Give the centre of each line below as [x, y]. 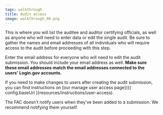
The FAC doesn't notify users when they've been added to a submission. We [82, 102]
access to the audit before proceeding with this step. [58, 48]
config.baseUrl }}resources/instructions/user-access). [60, 93]
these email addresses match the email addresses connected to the [75, 68]
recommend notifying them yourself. [42, 107]
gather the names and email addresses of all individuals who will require [77, 43]
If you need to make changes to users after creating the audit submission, [79, 82]
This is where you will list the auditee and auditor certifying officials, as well [81, 33]
